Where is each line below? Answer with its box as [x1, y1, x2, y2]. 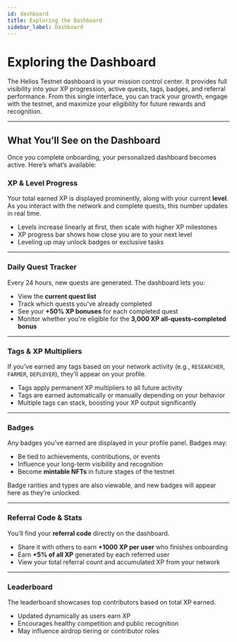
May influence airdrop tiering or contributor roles [17, 626, 160, 635]
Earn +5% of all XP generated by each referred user [17, 550, 170, 559]
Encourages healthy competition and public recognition [17, 619, 179, 627]
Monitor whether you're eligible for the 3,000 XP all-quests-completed [17, 314, 227, 323]
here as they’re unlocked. [7, 489, 81, 497]
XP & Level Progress [7, 178, 78, 188]
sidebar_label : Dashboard [7, 23, 83, 30]
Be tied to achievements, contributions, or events [17, 453, 161, 461]
